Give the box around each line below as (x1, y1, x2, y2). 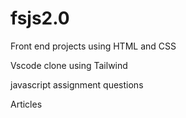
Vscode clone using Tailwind (10, 59, 128, 71)
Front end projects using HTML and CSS (10, 40, 177, 52)
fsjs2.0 (10, 7, 70, 30)
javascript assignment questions (10, 78, 144, 91)
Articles (10, 98, 43, 110)
